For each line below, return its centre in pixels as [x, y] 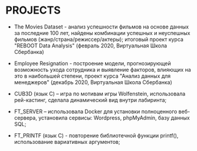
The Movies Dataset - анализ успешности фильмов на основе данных [101, 27]
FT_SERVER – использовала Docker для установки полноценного [96, 111]
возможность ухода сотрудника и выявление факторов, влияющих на [102, 69]
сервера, [26, 118]
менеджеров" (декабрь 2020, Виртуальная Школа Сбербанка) [93, 82]
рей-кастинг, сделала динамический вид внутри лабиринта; [90, 100]
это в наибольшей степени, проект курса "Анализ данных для [92, 76]
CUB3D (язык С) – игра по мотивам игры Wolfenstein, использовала [100, 94]
